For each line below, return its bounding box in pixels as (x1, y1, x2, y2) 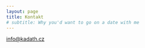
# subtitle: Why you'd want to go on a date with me (6, 19, 140, 25)
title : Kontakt (6, 14, 44, 20)
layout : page (6, 8, 39, 15)
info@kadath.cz (6, 36, 45, 43)
